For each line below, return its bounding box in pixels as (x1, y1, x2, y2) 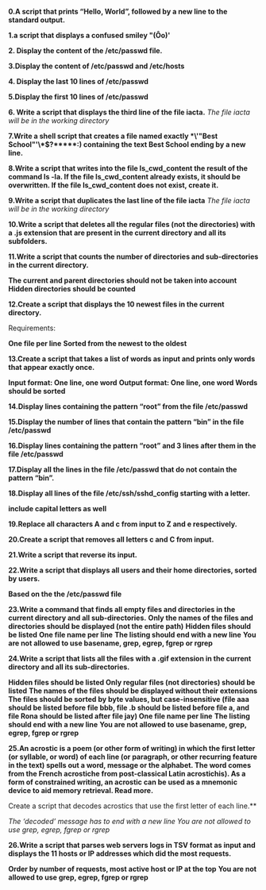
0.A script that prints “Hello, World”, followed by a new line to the (8, 7, 228, 16)
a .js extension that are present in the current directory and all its (8, 228, 226, 237)
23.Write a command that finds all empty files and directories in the (8, 605, 236, 614)
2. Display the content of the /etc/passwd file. (8, 46, 163, 55)
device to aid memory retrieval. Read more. (8, 786, 153, 795)
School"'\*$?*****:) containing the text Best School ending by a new (8, 140, 246, 149)
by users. (8, 574, 40, 583)
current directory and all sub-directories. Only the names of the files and (8, 613, 254, 622)
